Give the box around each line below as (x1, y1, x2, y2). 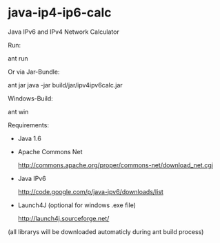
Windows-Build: (8, 94, 54, 103)
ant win (8, 107, 29, 116)
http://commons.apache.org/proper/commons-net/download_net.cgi (17, 160, 213, 169)
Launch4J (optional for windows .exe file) (17, 201, 137, 209)
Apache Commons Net (17, 147, 83, 156)
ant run (8, 54, 28, 63)
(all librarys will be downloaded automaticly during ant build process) (8, 227, 204, 235)
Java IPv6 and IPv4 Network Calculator (8, 28, 119, 36)
